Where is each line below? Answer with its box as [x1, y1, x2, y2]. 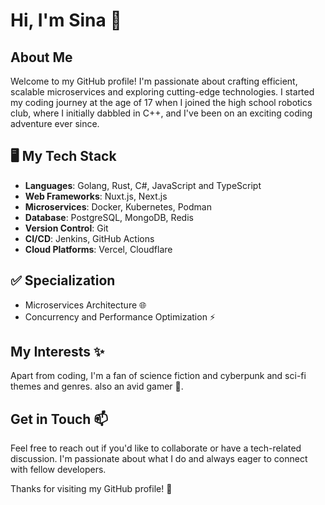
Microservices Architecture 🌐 [24, 299, 147, 311]
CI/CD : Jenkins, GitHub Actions [24, 232, 155, 244]
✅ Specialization [10, 272, 116, 289]
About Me [10, 49, 73, 66]
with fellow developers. [10, 464, 107, 476]
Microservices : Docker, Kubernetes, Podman [24, 200, 212, 213]
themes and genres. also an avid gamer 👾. [10, 380, 184, 393]
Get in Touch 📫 [10, 410, 109, 428]
